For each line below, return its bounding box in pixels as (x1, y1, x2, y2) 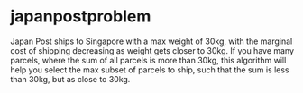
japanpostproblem (10, 6, 151, 27)
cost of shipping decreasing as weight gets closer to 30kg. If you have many (10, 45, 295, 55)
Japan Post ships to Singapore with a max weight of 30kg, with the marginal (10, 36, 293, 46)
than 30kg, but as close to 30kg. (10, 73, 131, 84)
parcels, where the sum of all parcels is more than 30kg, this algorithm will (10, 55, 287, 65)
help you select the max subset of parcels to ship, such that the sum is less (10, 64, 289, 75)
